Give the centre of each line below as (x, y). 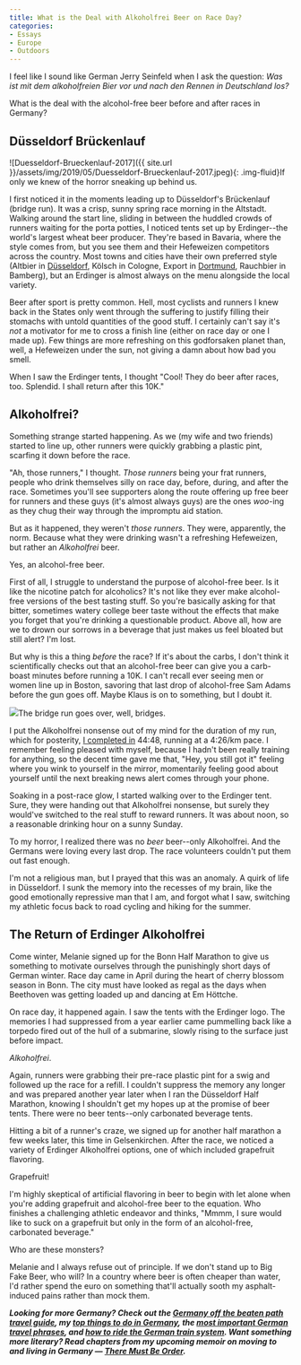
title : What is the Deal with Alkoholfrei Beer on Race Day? (126, 17)
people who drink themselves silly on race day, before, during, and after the (149, 482)
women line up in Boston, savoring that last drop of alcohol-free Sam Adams (150, 685)
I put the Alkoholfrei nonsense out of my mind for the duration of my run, (143, 730)
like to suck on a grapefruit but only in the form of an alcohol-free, (131, 1222)
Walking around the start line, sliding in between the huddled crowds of (141, 218)
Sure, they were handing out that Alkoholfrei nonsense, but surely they (140, 804)
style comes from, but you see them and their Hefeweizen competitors (140, 247)
